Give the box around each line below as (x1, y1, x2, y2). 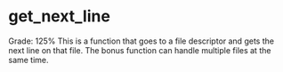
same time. (8, 54, 50, 65)
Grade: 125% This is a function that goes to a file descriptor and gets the (8, 36, 275, 46)
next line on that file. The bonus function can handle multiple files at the (8, 44, 271, 55)
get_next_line (8, 6, 110, 27)
